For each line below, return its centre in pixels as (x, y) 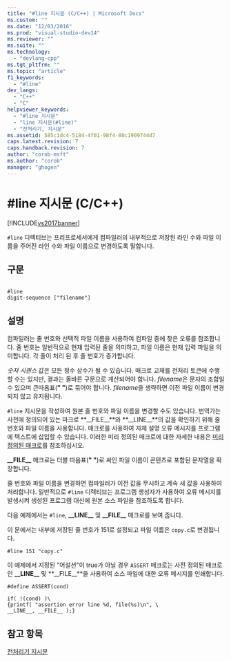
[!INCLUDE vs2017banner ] (44, 223)
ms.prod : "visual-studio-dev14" (53, 33)
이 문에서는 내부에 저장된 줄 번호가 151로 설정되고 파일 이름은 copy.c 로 (101, 530)
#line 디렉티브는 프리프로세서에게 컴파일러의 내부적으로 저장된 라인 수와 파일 (111, 237)
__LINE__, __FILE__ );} (41, 611)
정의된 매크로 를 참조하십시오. (46, 446)
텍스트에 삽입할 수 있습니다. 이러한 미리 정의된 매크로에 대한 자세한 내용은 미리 (119, 437)
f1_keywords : (26, 77)
